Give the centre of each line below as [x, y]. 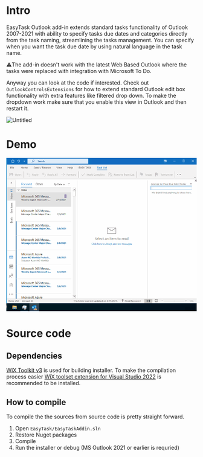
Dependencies [34, 356]
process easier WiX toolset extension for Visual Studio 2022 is [84, 377]
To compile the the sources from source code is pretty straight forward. [95, 417]
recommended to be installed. [43, 383]
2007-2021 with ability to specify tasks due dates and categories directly [97, 33]
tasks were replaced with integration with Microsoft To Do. [79, 71]
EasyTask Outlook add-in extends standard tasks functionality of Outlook [97, 27]
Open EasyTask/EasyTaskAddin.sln [58, 428]
